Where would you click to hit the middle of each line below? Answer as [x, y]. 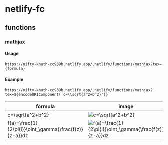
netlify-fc [25, 9]
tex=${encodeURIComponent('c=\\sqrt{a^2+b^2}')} [57, 94]
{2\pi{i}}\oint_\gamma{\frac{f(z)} [46, 129]
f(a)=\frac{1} [23, 123]
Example [14, 79]
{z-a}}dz [18, 135]
